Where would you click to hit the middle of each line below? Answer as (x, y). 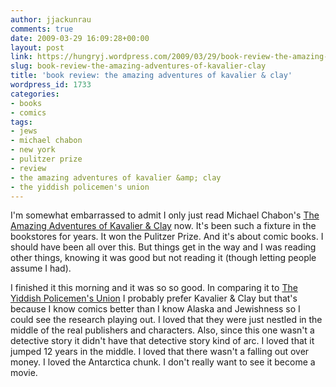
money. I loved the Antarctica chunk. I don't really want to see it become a (163, 362)
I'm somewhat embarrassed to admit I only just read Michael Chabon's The (165, 215)
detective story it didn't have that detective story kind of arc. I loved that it (162, 341)
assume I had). (41, 268)
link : (21, 57)
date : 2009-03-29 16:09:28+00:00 (80, 38)
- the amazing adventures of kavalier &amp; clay (116, 177)
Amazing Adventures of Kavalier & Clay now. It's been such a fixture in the (163, 226)
